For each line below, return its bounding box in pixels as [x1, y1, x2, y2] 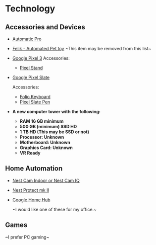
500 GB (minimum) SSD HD [19, 124, 77, 129]
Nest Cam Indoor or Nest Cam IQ [12, 177, 80, 183]
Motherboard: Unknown [19, 140, 71, 145]
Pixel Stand [19, 65, 43, 71]
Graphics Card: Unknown [19, 145, 73, 151]
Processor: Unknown [19, 134, 64, 140]
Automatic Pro [12, 36, 42, 42]
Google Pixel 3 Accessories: [12, 55, 70, 61]
